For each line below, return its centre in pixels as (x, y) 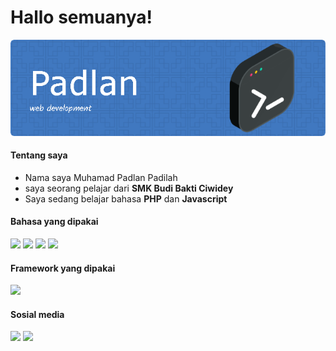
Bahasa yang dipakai (54, 222)
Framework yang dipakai (63, 268)
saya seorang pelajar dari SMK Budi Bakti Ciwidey (129, 188)
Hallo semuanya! (81, 17)
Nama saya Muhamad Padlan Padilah (101, 177)
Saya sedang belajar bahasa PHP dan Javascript (126, 198)
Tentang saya (39, 155)
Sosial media (37, 314)
